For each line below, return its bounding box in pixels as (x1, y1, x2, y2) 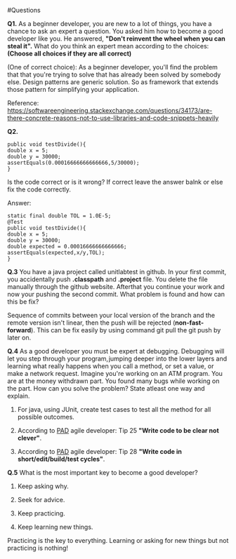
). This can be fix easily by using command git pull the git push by (30, 326, 221, 334)
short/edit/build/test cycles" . (17, 455, 105, 463)
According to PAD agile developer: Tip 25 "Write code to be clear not (17, 426, 219, 434)
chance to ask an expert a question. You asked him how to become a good (7, 27, 223, 35)
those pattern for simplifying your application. (7, 86, 140, 93)
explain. (7, 392, 30, 400)
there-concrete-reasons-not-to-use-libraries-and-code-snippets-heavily (7, 114, 219, 122)
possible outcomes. (17, 413, 75, 421)
